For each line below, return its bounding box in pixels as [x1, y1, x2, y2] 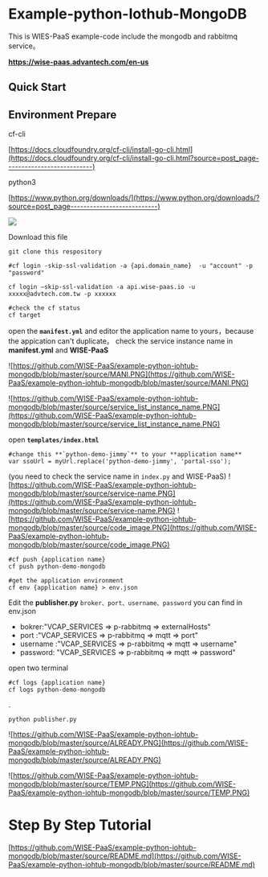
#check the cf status [8, 304, 81, 312]
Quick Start [8, 80, 67, 94]
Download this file [8, 233, 68, 242]
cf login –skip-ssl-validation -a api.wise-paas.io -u [8, 283, 196, 291]
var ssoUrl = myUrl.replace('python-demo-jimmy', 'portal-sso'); [8, 458, 231, 466]
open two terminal [8, 663, 68, 673]
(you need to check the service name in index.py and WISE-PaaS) [8, 471, 227, 481]
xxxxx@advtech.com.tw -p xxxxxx [8, 290, 116, 299]
